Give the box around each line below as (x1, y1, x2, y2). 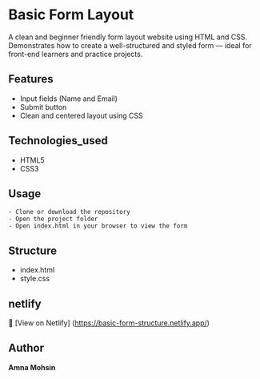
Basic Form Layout (8, 6, 134, 24)
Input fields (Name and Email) (19, 94, 118, 103)
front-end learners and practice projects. (8, 49, 143, 58)
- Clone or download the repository (8, 208, 130, 216)
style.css (19, 274, 50, 284)
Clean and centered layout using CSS (19, 111, 144, 120)
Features (8, 72, 54, 86)
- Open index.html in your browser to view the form (8, 222, 188, 230)
